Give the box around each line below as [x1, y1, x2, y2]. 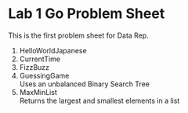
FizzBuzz [19, 62, 49, 71]
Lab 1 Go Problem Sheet [8, 5, 165, 23]
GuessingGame [19, 71, 70, 80]
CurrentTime [19, 54, 61, 64]
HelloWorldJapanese [19, 46, 88, 55]
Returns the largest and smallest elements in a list [19, 96, 180, 105]
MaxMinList [19, 87, 57, 97]
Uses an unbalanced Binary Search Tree [19, 79, 150, 89]
